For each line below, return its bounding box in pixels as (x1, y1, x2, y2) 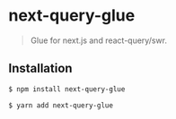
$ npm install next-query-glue (8, 84, 126, 94)
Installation (8, 61, 73, 76)
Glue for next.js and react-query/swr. (30, 35, 168, 46)
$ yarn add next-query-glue (8, 100, 114, 110)
